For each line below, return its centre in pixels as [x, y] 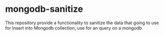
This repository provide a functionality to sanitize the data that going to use [82, 23]
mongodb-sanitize [44, 9]
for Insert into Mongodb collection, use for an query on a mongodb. [74, 28]
